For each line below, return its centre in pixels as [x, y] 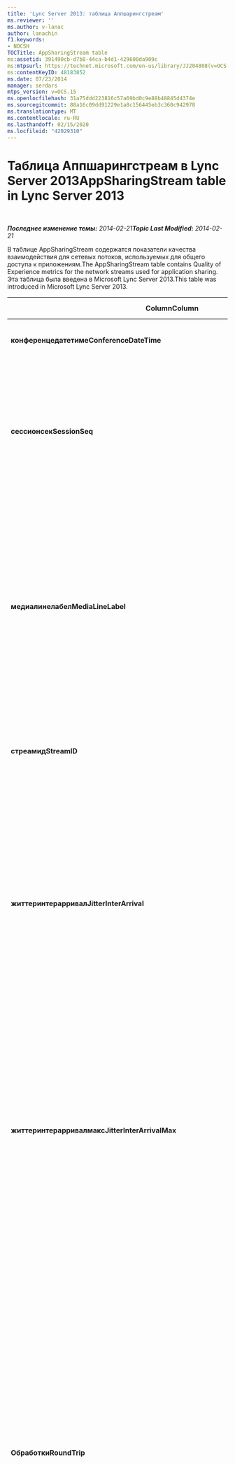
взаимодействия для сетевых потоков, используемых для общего [106, 257]
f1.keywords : [26, 40]
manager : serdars [33, 85]
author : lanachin [33, 33]
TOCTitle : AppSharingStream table [58, 53]
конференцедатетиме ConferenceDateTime [86, 341]
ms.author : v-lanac [36, 27]
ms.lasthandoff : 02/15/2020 [48, 124]
